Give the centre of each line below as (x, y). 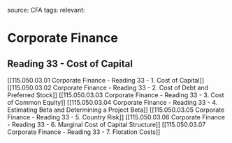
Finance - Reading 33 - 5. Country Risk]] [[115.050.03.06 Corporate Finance (116, 117)
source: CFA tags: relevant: (46, 10)
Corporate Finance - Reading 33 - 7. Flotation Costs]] (84, 132)
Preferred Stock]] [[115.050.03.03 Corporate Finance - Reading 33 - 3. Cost (116, 95)
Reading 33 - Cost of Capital (70, 64)
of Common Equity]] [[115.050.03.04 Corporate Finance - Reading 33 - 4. (113, 102)
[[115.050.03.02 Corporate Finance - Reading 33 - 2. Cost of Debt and (108, 87)
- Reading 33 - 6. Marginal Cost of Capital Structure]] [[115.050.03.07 (107, 125)
